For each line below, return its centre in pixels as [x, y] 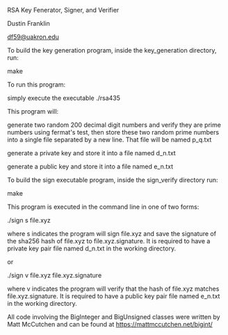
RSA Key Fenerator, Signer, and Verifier [63, 10]
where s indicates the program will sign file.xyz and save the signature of [112, 234]
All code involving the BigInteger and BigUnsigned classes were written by [114, 317]
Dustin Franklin [28, 23]
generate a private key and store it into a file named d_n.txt [91, 153]
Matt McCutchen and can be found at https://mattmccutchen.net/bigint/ [110, 324]
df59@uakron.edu [33, 37]
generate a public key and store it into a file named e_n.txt [90, 166]
